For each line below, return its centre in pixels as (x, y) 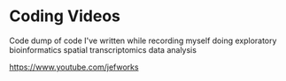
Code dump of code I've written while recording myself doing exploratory (143, 40)
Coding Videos (65, 16)
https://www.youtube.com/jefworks (74, 67)
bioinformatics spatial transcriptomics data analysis (103, 49)
